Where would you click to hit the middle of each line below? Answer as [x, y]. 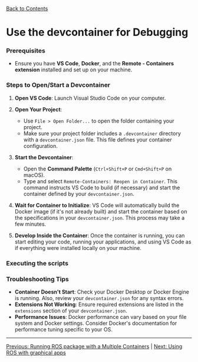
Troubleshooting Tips [38, 279]
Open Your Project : [38, 109]
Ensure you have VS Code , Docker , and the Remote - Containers [94, 64]
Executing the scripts [37, 263]
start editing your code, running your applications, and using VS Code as [103, 242]
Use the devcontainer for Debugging [97, 32]
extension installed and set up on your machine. [73, 70]
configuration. [40, 146]
